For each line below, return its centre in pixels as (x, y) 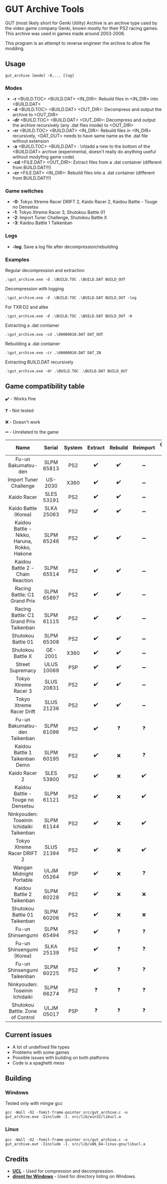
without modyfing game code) (43, 157)
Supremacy (23, 670)
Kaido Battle (23, 508)
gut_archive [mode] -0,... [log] (40, 76)
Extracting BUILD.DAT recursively (39, 362)
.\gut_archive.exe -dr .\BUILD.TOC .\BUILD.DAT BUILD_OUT (66, 371)
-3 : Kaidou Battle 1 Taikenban (42, 223)
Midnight (23, 874)
